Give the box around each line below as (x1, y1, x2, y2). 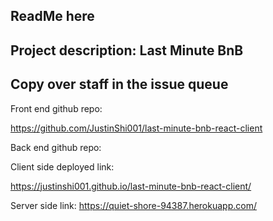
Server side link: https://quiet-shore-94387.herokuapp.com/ (10, 199, 257, 211)
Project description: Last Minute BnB (10, 42, 244, 59)
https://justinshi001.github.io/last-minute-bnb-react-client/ (10, 180, 252, 192)
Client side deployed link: (10, 160, 115, 173)
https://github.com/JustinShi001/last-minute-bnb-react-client (10, 122, 263, 134)
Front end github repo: (10, 102, 103, 114)
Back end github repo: (10, 141, 102, 153)
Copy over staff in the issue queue (10, 76, 229, 93)
